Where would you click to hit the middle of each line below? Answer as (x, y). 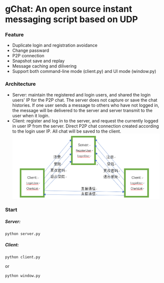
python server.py (23, 234)
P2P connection (28, 56)
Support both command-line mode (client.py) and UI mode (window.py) (84, 71)
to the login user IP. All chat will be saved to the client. (67, 131)
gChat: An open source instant (69, 9)
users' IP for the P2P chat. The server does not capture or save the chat (85, 100)
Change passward (31, 50)
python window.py (23, 276)
